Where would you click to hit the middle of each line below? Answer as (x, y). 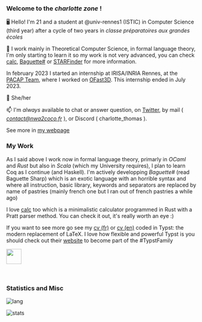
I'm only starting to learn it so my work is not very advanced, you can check (100, 55)
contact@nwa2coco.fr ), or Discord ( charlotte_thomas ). (77, 118)
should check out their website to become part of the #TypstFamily (90, 240)
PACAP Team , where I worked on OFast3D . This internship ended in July (96, 80)
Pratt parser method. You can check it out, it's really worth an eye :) (90, 216)
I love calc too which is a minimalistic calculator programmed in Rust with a (99, 209)
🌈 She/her (19, 98)
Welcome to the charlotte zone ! (54, 8)
